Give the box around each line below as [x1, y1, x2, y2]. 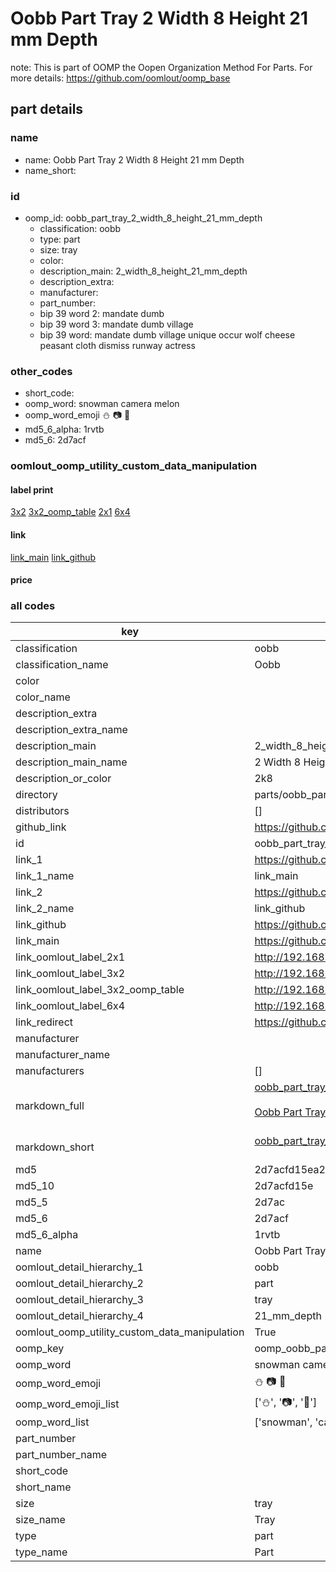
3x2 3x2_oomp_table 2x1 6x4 [10, 506, 131, 518]
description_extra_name [15, 723, 128, 737]
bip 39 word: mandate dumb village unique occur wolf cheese [39, 328, 296, 341]
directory [15, 788, 58, 802]
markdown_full [15, 1099, 85, 1113]
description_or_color [15, 772, 112, 786]
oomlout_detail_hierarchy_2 [15, 1277, 144, 1291]
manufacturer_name [15, 1048, 111, 1062]
